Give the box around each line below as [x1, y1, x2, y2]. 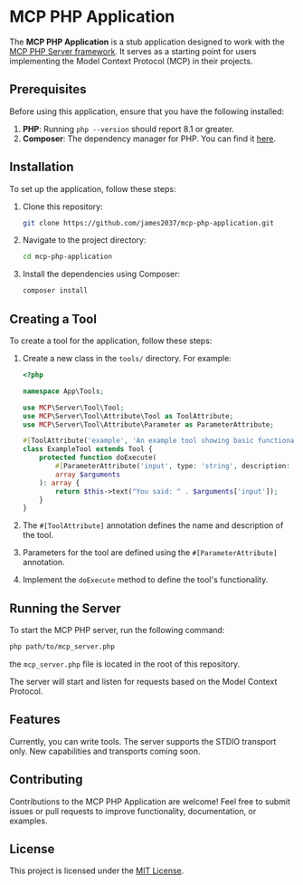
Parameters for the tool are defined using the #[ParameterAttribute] [22, 547, 278, 558]
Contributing [9, 772, 83, 787]
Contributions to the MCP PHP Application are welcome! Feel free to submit [9, 795, 291, 807]
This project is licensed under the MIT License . [9, 865, 185, 876]
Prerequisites [9, 82, 87, 97]
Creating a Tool [9, 311, 98, 327]
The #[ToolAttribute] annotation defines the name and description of [22, 520, 284, 531]
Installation [9, 159, 74, 175]
